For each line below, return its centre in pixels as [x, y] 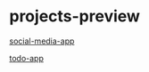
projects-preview [75, 16]
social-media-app [42, 41]
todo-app [27, 58]
